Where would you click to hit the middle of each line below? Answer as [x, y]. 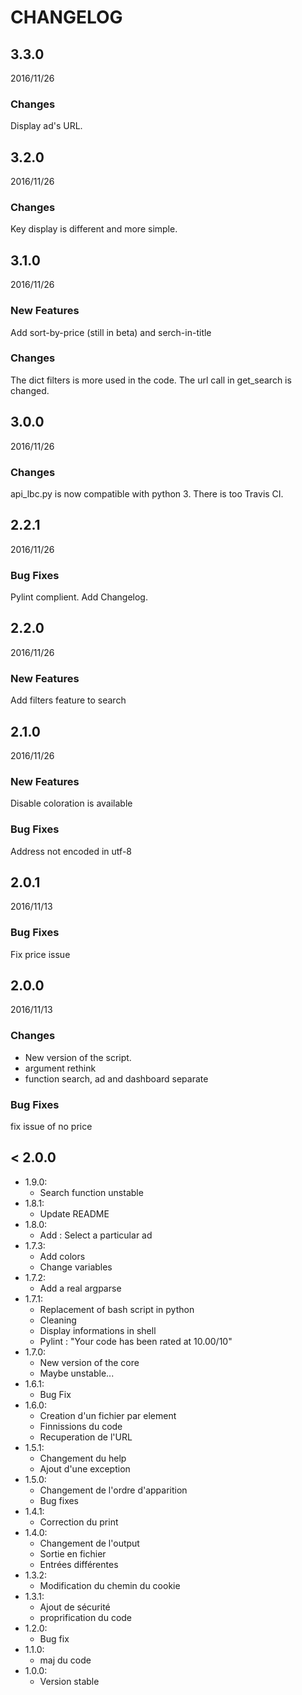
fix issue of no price [51, 1127]
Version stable [69, 1681]
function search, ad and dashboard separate [116, 1078]
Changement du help [83, 1458]
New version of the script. [78, 1057]
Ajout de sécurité [75, 1607]
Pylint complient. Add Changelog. [79, 597]
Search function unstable [91, 1192]
